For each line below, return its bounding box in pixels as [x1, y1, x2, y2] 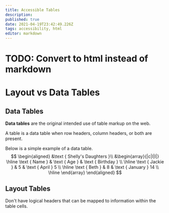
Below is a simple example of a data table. [5, 146, 93, 152]
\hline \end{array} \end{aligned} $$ [48, 169, 122, 175]
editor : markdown [5, 31, 42, 36]
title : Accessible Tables [5, 7, 60, 13]
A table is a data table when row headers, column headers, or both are [5, 130, 152, 136]
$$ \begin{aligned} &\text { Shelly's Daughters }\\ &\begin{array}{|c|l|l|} [11, 153, 159, 160]
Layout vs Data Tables [5, 87, 100, 98]
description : [5, 12, 33, 17]
